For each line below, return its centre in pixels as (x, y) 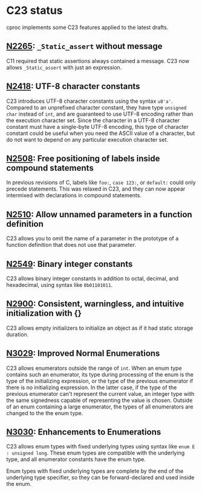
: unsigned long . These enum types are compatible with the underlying (96, 453)
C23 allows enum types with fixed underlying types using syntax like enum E (101, 447)
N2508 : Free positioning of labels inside (83, 158)
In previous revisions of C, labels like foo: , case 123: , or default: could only (101, 183)
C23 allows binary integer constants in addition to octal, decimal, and (93, 278)
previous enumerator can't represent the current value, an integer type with (100, 393)
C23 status (34, 11)
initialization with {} (44, 313)
